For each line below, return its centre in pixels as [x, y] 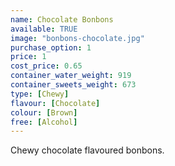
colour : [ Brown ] [44, 112]
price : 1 [28, 57]
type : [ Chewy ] [40, 94]
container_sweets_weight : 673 [73, 85]
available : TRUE [44, 29]
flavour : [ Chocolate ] [55, 103]
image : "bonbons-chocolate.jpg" [77, 38]
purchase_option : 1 [51, 47]
